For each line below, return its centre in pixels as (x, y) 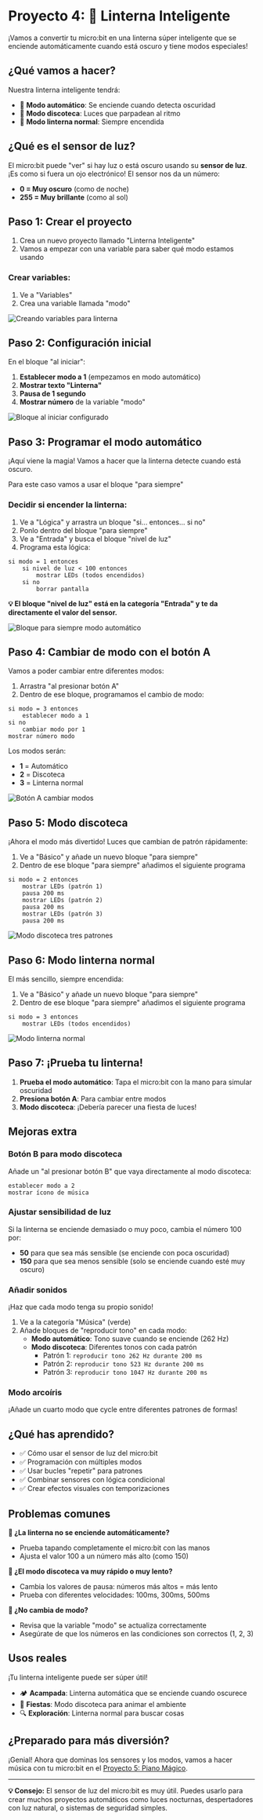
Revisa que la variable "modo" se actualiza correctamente (113, 1625)
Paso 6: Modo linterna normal (81, 960)
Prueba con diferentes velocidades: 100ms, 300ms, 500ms (114, 1595)
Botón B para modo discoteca (65, 1154)
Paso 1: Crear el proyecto (70, 222)
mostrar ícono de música (49, 1193)
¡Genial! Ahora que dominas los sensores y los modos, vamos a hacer (121, 1760)
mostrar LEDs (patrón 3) (63, 914)
